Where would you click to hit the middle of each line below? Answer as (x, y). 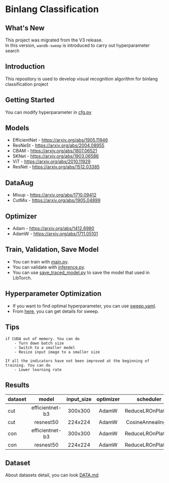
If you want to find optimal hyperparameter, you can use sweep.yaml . (84, 306)
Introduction (25, 67)
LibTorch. (22, 278)
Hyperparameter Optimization (53, 294)
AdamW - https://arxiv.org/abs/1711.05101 (55, 234)
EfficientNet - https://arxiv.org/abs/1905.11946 (60, 140)
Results (17, 385)
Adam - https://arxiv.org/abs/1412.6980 (53, 229)
